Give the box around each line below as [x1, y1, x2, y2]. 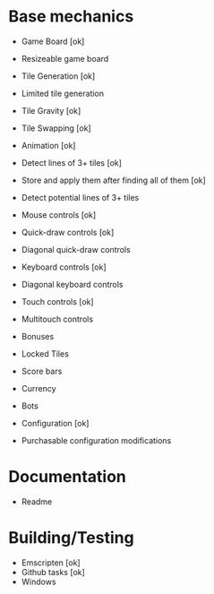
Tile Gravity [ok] [21, 105, 81, 116]
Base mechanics [8, 6, 134, 27]
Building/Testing [8, 528, 135, 548]
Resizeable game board [21, 53, 109, 64]
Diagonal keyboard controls [21, 279, 124, 289]
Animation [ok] [21, 140, 76, 151]
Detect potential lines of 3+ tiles [21, 192, 140, 202]
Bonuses [21, 331, 55, 341]
